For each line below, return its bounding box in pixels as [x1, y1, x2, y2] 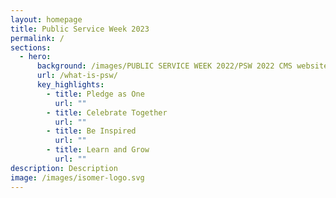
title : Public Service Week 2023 [10, 24, 150, 34]
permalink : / [10, 33, 65, 43]
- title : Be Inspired [46, 126, 137, 136]
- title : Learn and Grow [46, 145, 150, 155]
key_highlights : [36, 80, 105, 90]
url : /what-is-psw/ [36, 71, 118, 81]
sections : [10, 42, 52, 53]
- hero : [19, 52, 52, 62]
